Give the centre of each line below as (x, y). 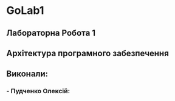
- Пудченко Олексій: (38, 91)
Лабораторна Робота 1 (51, 33)
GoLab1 (25, 11)
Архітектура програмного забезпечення (87, 53)
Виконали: (27, 74)
